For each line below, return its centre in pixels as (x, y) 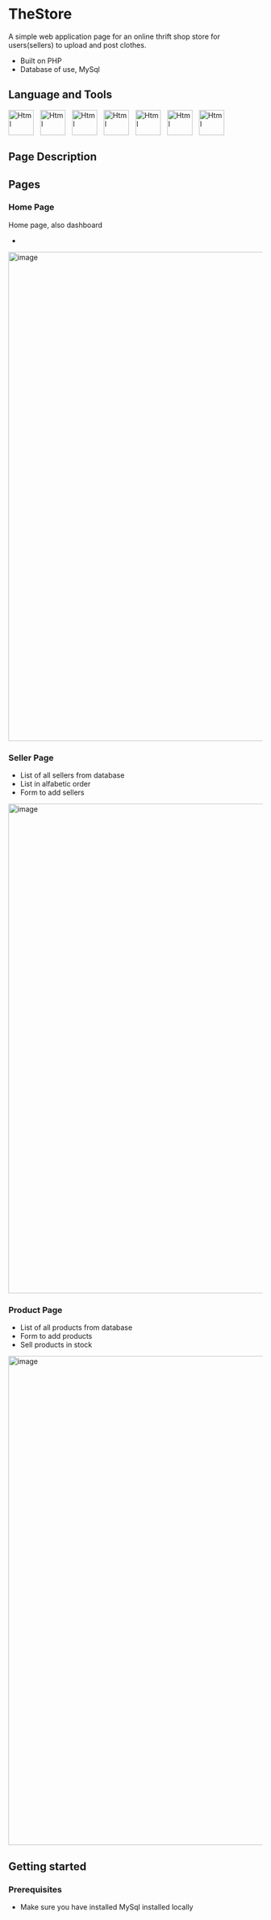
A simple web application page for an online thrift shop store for (114, 36)
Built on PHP (41, 61)
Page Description (52, 157)
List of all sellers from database (72, 775)
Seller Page (31, 757)
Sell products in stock (56, 1345)
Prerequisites (35, 1889)
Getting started (48, 1866)
